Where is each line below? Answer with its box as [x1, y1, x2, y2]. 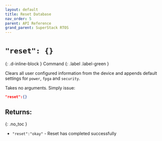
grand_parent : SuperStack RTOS [5, 25, 69, 30]
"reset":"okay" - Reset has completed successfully [12, 130, 116, 136]
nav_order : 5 [5, 16, 32, 21]
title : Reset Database [5, 12, 51, 17]
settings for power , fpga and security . [5, 75, 81, 81]
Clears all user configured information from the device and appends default [5, 70, 158, 76]
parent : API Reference [5, 21, 51, 26]
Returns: [5, 108, 32, 117]
